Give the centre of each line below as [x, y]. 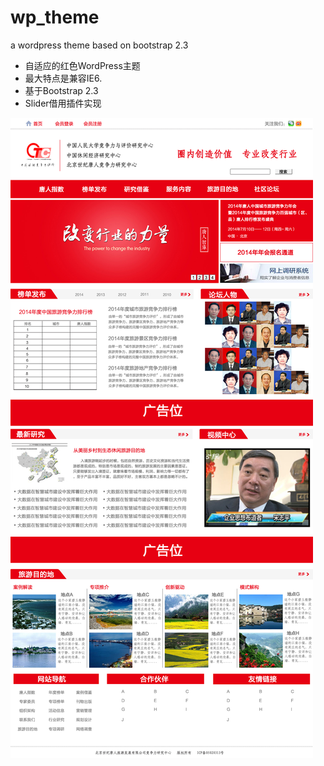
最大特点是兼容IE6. [63, 78]
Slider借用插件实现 [63, 103]
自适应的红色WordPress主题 [82, 65]
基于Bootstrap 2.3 [61, 90]
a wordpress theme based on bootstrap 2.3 [99, 45]
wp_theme [55, 17]
